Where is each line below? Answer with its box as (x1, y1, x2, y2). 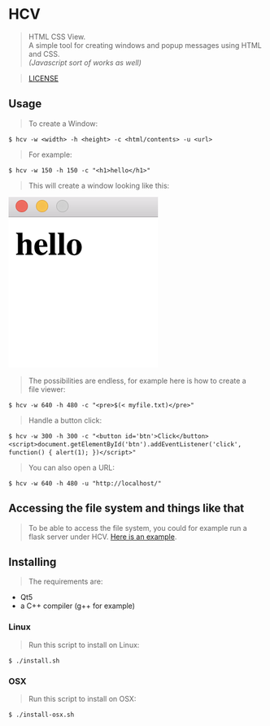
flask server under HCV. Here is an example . (28, 532, 177, 541)
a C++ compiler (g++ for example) (20, 601, 136, 611)
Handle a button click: (28, 415, 102, 425)
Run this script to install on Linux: (28, 640, 140, 650)
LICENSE (28, 73, 59, 83)
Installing (8, 554, 57, 569)
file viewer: (28, 384, 66, 394)
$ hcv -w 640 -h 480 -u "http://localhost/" (8, 479, 162, 488)
